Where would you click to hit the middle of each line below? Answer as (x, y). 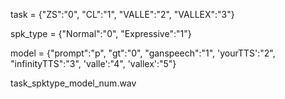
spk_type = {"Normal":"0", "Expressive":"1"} (101, 33)
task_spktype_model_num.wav (73, 83)
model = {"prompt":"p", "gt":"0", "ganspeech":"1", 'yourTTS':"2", (143, 53)
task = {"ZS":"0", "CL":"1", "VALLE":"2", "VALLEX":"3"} (122, 14)
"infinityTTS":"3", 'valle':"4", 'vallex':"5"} (93, 63)
